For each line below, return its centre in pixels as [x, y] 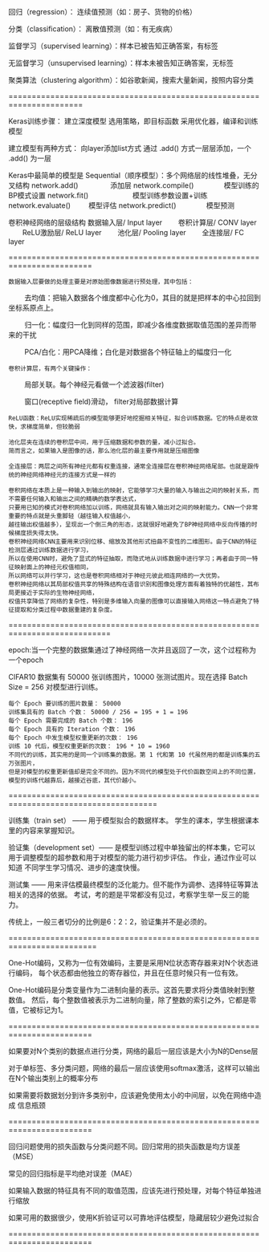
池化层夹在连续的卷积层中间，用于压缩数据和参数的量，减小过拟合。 [104, 442]
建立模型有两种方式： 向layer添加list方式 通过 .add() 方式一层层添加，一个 [130, 148]
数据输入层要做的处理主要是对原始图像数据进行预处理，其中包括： [101, 282]
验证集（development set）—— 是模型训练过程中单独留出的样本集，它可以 [132, 848]
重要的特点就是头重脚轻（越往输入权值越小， [71, 516]
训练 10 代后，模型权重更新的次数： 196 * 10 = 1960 [89, 746]
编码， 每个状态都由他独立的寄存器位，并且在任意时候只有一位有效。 [128, 973]
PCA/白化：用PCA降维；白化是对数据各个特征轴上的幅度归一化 [128, 352]
